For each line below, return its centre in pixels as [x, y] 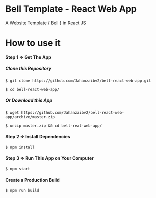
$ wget [12, 113]
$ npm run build [22, 191]
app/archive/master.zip [30, 117]
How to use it [33, 43]
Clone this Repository [28, 69]
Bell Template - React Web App [71, 9]
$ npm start [18, 169]
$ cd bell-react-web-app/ [32, 89]
